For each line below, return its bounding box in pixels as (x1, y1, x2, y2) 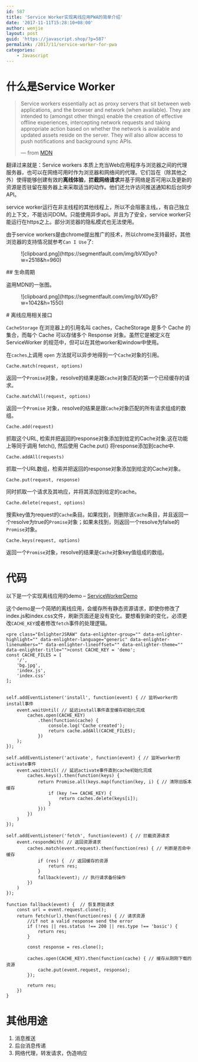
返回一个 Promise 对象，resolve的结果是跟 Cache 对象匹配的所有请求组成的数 (6, 404, 187, 412)
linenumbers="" (6, 642, 44, 647)
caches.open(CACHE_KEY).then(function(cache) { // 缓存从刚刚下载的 (27, 956, 192, 961)
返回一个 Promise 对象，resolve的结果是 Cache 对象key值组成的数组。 (6, 548, 168, 556)
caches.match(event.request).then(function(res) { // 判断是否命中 (27, 845, 191, 851)
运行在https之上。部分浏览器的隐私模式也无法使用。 (11, 218, 137, 225)
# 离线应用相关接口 (6, 311, 52, 318)
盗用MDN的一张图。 (6, 281, 55, 288)
